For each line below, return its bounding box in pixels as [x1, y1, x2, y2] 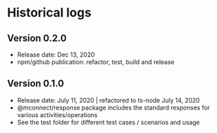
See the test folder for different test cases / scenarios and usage [16, 118, 201, 126]
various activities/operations [16, 110, 98, 119]
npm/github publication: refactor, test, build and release [16, 58, 175, 66]
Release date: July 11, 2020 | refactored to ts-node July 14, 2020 [16, 96, 201, 104]
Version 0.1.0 [7, 78, 65, 90]
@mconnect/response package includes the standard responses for [16, 103, 211, 112]
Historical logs [7, 5, 91, 21]
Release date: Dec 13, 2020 [16, 50, 95, 59]
